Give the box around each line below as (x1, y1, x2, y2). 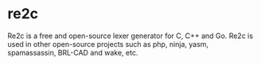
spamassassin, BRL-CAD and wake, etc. (7, 48, 138, 57)
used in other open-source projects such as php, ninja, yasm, (7, 39, 208, 48)
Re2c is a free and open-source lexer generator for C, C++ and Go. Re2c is (7, 31, 254, 40)
